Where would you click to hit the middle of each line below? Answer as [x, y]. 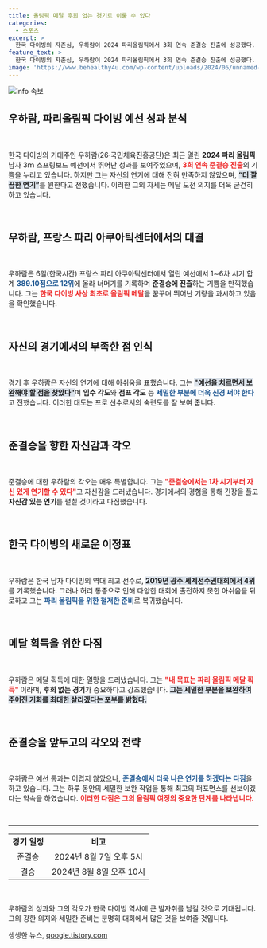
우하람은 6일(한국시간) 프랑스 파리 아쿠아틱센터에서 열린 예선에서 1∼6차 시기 [126, 274]
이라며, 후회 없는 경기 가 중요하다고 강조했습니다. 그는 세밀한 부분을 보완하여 [135, 689]
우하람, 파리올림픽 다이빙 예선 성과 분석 [98, 119]
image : [19, 68]
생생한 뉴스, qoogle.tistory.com [58, 935]
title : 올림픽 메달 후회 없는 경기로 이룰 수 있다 [79, 16]
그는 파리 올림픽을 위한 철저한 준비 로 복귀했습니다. [106, 600]
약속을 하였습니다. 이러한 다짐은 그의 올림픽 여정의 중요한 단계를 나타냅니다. [138, 798]
